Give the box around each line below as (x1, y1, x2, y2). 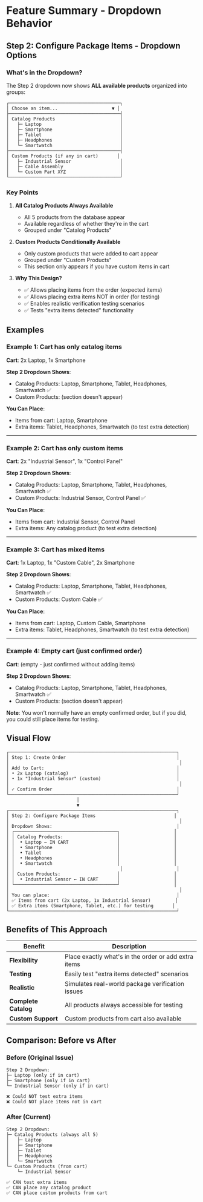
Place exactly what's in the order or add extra (64, 953, 193, 961)
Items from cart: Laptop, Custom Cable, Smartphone (14, 620, 146, 627)
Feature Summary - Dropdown (6, 4, 162, 18)
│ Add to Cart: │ (6, 765, 180, 771)
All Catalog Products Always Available (14, 202, 114, 209)
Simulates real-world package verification (64, 980, 184, 988)
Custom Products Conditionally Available (14, 238, 121, 246)
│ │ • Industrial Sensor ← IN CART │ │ (6, 876, 177, 882)
